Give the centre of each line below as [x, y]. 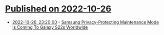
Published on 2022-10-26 [58, 9]
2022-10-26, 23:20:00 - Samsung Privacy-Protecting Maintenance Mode [85, 22]
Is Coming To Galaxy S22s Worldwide [50, 27]
